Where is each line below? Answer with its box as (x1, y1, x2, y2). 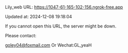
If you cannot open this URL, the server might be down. (5, 23, 116, 29)
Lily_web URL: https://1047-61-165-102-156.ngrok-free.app (5, 4, 123, 10)
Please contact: (5, 33, 37, 38)
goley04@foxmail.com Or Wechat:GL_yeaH (5, 42, 92, 48)
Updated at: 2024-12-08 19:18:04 (5, 14, 72, 19)
